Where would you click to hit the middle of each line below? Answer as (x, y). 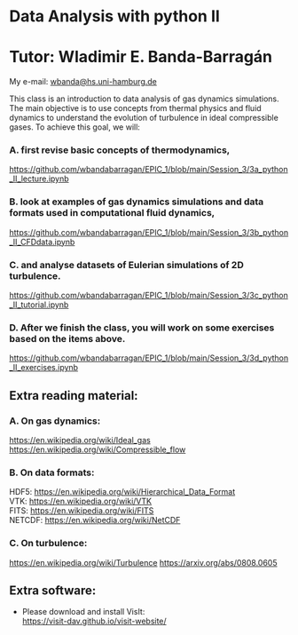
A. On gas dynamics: (55, 421)
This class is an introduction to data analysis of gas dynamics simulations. (144, 99)
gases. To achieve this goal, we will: (74, 127)
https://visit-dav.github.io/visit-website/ (94, 621)
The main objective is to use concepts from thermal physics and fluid (135, 108)
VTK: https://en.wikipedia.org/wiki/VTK (81, 501)
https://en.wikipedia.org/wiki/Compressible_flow (98, 449)
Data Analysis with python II (114, 16)
